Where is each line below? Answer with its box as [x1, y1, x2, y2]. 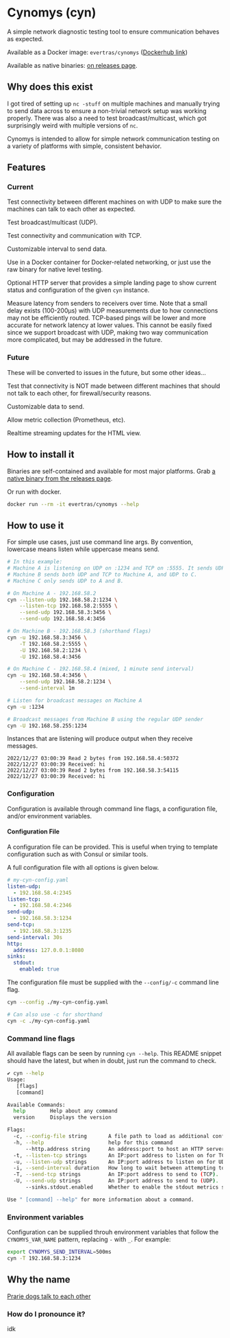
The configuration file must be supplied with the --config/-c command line [7, 978, 219, 986]
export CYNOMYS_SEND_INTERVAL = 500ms [7, 1249, 112, 1256]
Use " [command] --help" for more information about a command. [7, 1196, 194, 1203]
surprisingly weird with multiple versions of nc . [7, 121, 138, 130]
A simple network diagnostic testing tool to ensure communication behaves [7, 27, 220, 36]
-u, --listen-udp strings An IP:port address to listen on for [13, 1158, 216, 1165]
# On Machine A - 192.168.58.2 [7, 589, 97, 597]
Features [7, 162, 46, 173]
